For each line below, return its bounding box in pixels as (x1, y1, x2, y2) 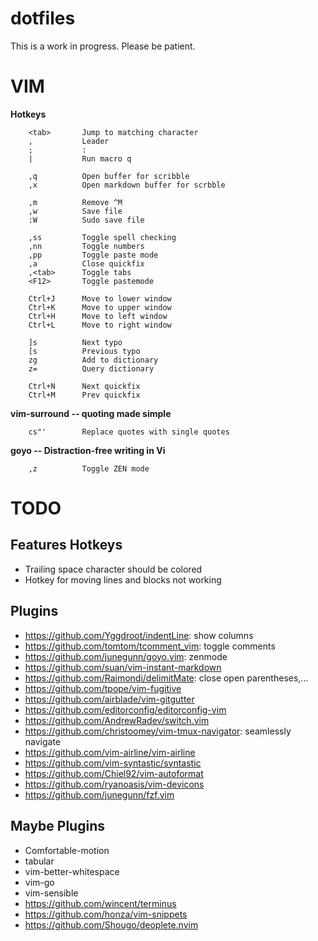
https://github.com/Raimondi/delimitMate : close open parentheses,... (24, 672, 309, 684)
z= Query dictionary (28, 363, 155, 374)
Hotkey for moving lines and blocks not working (24, 573, 222, 586)
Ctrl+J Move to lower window (28, 293, 172, 304)
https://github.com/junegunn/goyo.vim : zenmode (24, 650, 228, 662)
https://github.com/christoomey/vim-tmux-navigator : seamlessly (24, 725, 292, 737)
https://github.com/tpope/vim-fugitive (24, 682, 182, 694)
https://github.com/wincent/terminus (24, 897, 177, 909)
